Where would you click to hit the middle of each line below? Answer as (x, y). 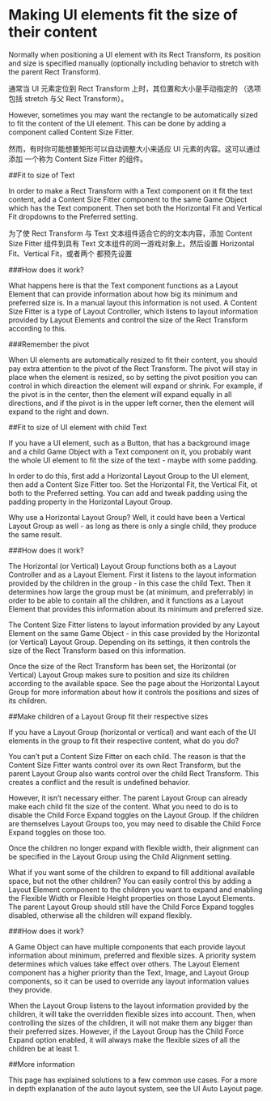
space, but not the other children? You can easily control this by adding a (130, 881)
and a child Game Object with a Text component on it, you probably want (130, 451)
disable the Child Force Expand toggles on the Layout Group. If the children (134, 815)
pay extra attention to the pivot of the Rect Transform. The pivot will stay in (133, 368)
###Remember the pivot (49, 344)
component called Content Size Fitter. (71, 132)
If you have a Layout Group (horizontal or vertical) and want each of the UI (132, 732)
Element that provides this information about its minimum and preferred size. (136, 608)
